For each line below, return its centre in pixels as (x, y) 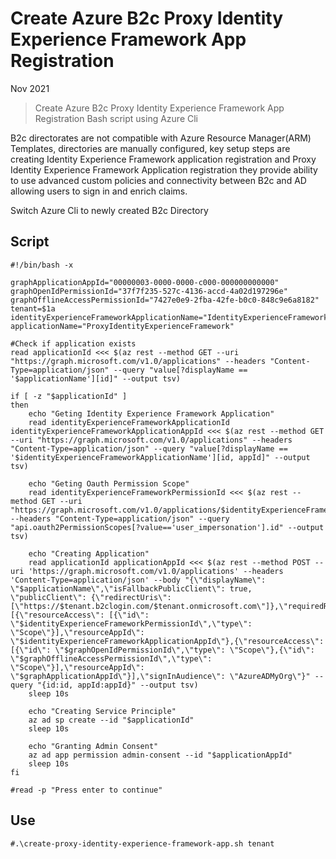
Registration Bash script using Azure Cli (116, 118)
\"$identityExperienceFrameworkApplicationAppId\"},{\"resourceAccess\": (167, 641)
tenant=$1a (33, 308)
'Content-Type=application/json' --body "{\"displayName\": (138, 580)
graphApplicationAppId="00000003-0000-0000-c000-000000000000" (145, 282)
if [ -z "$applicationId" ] (69, 396)
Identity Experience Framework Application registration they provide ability (164, 169)
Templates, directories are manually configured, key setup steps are (150, 148)
